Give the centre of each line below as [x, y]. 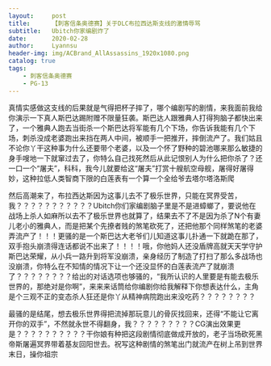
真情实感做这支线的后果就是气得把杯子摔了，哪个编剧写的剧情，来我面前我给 [135, 107]
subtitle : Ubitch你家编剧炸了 [59, 31]
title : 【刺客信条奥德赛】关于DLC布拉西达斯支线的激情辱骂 [104, 23]
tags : [17, 69]
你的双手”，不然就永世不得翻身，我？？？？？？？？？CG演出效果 [124, 323]
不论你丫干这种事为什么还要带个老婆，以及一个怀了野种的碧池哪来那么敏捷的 [135, 148]
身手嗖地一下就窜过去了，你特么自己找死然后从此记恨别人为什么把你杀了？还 [135, 158]
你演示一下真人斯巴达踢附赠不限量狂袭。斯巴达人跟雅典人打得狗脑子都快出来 [135, 117]
